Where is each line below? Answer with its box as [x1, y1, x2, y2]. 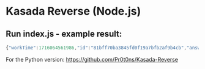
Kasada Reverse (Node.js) [6, 4, 141, 18]
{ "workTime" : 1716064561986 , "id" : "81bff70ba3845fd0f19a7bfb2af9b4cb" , [6, 45, 187, 51]
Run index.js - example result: [6, 29, 122, 39]
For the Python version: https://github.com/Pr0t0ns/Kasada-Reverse [6, 56, 179, 63]
